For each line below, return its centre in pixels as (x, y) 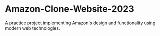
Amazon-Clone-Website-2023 (70, 9)
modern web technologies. (33, 28)
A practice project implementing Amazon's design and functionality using (80, 23)
